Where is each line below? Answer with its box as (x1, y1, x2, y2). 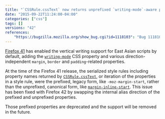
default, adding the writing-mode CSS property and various (5, 53, 125, 59)
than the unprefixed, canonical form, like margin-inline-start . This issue (5, 84, 153, 89)
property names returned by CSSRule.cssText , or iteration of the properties (5, 73, 156, 79)
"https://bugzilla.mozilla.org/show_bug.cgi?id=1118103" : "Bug (14, 35, 146, 40)
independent (5, 59, 31, 64)
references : (5, 30, 29, 35)
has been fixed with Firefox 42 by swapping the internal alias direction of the (5, 89, 161, 95)
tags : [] (5, 21, 23, 26)
